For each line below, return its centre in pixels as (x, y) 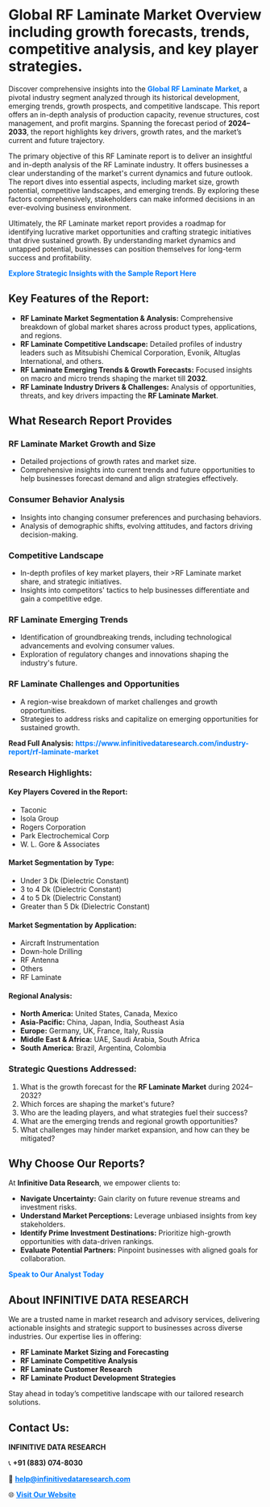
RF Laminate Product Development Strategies (98, 1378)
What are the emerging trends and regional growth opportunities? (129, 1121)
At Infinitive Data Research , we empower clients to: (95, 1183)
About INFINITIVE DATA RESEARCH (99, 1300)
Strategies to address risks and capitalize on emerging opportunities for (139, 719)
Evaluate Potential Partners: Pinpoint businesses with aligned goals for (139, 1250)
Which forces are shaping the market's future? (97, 1104)
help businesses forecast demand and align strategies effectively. (129, 479)
